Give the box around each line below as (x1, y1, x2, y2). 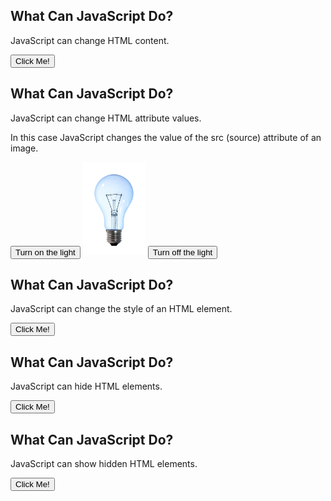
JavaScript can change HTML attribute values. (10, 112, 202, 124)
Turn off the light (152, 247, 213, 258)
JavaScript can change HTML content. (10, 34, 170, 46)
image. (10, 142, 39, 154)
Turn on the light (15, 247, 76, 258)
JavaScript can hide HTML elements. (10, 380, 163, 393)
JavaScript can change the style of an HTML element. (10, 303, 233, 315)
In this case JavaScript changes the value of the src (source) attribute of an (10, 131, 322, 143)
